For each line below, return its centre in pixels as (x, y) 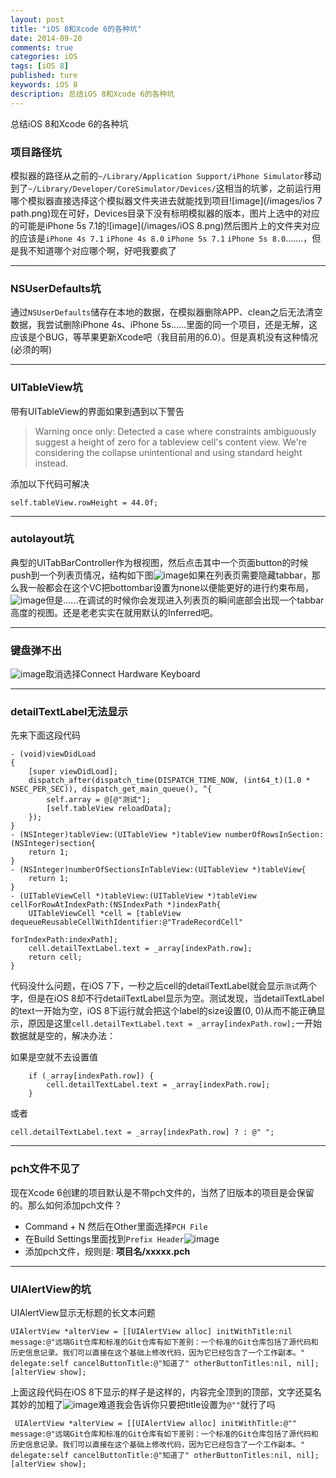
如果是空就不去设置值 (54, 1057)
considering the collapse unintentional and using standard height (168, 452)
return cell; (55, 957)
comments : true (42, 47)
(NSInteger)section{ (53, 844)
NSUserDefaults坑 (56, 288)
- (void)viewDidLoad (53, 754)
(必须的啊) (31, 350)
